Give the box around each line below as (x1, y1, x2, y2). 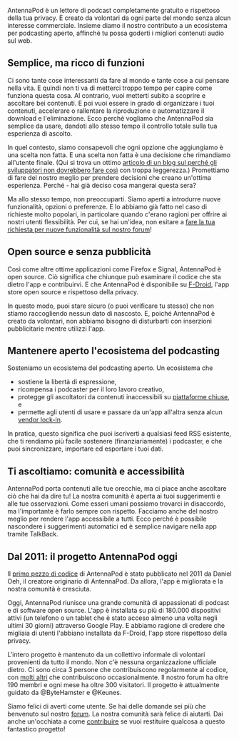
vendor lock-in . (17, 416, 63, 424)
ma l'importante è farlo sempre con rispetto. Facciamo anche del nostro (7, 507, 218, 516)
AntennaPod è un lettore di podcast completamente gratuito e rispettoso (7, 6, 220, 14)
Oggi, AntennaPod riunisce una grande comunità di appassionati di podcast (7, 599, 230, 607)
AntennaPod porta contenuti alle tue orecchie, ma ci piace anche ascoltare (7, 484, 227, 493)
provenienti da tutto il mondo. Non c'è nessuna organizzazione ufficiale (7, 658, 217, 666)
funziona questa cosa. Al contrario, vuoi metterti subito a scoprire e (7, 91, 205, 99)
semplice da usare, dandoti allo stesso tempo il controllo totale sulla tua (7, 121, 218, 130)
